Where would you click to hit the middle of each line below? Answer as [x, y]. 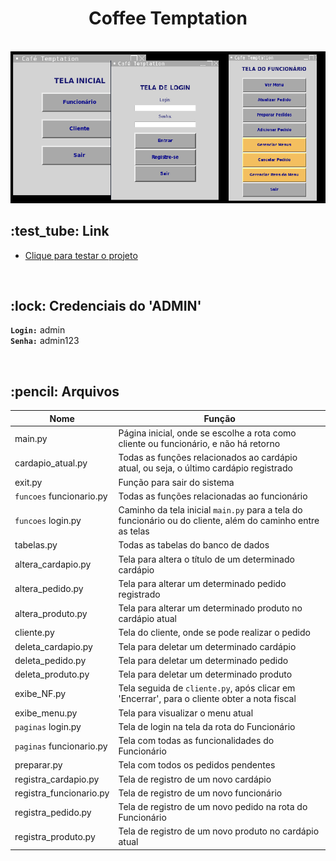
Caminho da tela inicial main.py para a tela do [210, 510]
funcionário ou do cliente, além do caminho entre [219, 521]
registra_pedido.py [53, 812]
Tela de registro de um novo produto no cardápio [219, 831]
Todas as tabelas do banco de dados [194, 545]
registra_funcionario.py [62, 793]
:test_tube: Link [60, 231]
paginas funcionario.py [61, 746]
